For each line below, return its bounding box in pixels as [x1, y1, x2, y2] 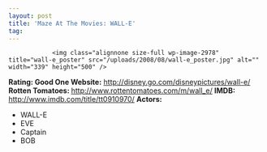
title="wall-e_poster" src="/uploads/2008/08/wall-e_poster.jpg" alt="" [8, 56, 260, 65]
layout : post [8, 11, 53, 20]
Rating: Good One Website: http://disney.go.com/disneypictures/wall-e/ [8, 78, 251, 87]
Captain [19, 127, 47, 137]
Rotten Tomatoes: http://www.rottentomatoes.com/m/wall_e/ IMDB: [8, 86, 235, 95]
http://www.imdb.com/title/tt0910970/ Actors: [8, 95, 162, 104]
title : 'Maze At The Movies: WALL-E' [8, 19, 136, 27]
